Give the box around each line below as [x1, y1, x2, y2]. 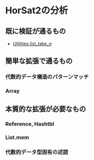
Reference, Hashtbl [5, 120, 55, 127]
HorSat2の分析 [5, 5, 68, 16]
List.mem [5, 134, 29, 141]
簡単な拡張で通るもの [5, 57, 73, 66]
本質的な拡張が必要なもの [5, 105, 86, 113]
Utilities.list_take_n [12, 41, 52, 47]
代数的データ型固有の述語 [5, 149, 68, 156]
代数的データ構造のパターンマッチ [5, 73, 89, 81]
